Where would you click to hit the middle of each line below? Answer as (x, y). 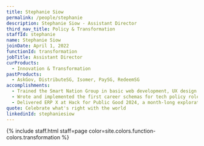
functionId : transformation (42, 52)
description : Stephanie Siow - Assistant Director (72, 23)
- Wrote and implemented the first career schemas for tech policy (99, 97)
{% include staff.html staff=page (47, 131)
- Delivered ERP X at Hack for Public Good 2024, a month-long (93, 102)
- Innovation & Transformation (51, 68)
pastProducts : (24, 74)
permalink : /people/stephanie (45, 18)
